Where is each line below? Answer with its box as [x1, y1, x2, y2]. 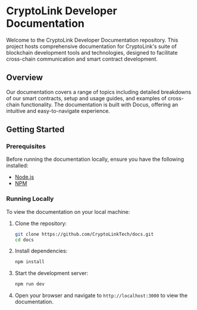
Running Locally [6, 195, 54, 203]
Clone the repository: [14, 220, 67, 227]
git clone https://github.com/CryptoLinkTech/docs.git [14, 231, 154, 237]
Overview [6, 72, 43, 83]
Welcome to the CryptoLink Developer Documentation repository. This [6, 36, 179, 43]
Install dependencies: [14, 248, 68, 255]
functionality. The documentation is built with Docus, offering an [20, 101, 179, 108]
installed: [6, 162, 29, 169]
